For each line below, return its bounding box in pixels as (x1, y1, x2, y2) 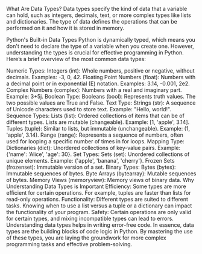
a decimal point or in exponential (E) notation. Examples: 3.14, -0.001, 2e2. (6, 80, 190, 87)
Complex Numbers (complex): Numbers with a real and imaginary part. (6, 86, 182, 93)
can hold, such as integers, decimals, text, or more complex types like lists (6, 11, 191, 19)
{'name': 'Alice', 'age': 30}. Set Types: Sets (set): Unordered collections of (6, 151, 190, 158)
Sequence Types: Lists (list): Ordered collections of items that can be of (6, 112, 185, 119)
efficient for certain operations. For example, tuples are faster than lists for (6, 189, 191, 196)
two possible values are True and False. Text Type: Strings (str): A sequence (6, 99, 196, 106)
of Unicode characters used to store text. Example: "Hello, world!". (6, 106, 172, 112)
